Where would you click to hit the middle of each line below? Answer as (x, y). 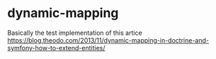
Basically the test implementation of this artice (75, 33)
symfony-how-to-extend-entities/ (56, 48)
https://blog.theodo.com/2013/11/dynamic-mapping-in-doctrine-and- (108, 40)
